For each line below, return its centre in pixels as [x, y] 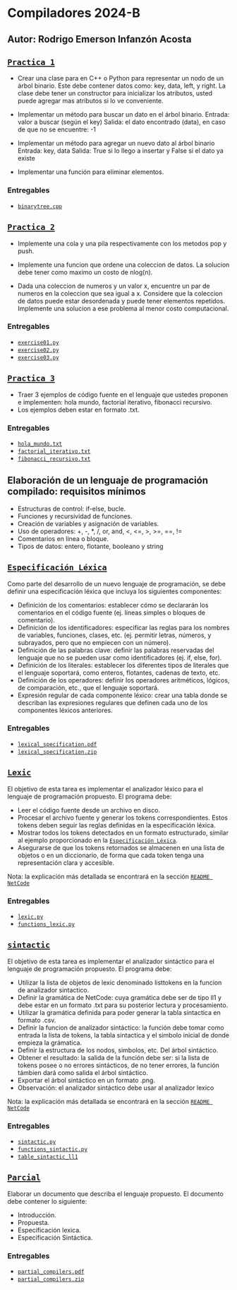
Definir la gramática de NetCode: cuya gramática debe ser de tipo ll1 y [120, 997]
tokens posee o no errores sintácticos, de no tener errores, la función [119, 1065]
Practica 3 [31, 378]
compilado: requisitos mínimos [77, 492]
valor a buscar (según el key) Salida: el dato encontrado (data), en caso [121, 122]
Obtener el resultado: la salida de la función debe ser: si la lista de [113, 1057]
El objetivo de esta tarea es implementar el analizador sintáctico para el [111, 961]
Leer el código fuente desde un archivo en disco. [89, 810]
